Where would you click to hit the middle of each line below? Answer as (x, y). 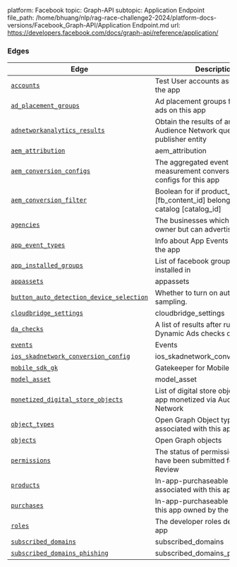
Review (167, 470)
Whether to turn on (186, 293)
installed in (173, 270)
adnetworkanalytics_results (58, 131)
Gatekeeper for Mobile (192, 368)
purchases (27, 506)
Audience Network (186, 131)
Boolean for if (177, 191)
